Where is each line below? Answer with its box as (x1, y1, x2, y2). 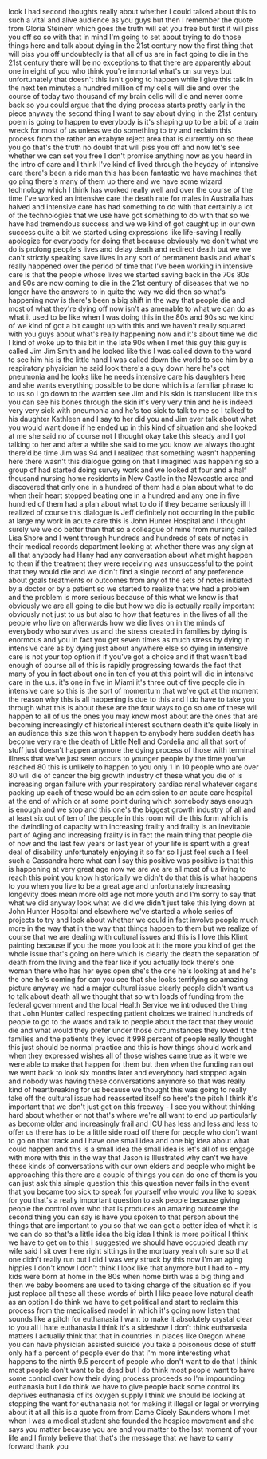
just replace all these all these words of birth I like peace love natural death (8, 1289, 254, 1298)
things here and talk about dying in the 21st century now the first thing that (8, 41, 253, 50)
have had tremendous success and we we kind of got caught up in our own (8, 219, 256, 229)
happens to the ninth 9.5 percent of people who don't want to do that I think (8, 1357, 257, 1366)
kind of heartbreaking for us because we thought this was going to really (8, 1085, 247, 1094)
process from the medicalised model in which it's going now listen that (8, 1306, 241, 1315)
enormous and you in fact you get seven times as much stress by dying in (8, 635, 251, 644)
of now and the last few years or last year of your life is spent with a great (8, 839, 250, 848)
